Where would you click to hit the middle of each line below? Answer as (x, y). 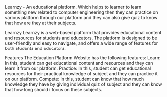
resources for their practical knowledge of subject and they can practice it (82, 73)
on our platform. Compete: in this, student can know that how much (75, 79)
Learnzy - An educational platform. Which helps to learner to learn (73, 7)
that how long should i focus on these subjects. (54, 89)
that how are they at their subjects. (41, 23)
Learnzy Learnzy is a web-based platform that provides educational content (83, 32)
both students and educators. (35, 48)
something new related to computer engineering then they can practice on (82, 12)
